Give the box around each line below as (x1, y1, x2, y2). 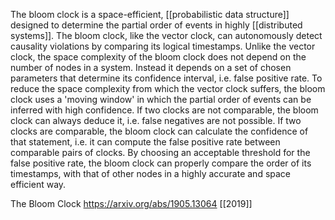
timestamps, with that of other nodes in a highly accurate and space (10, 168, 292, 179)
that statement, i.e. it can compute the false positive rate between (10, 136, 281, 148)
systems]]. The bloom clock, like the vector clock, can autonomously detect (10, 30, 323, 41)
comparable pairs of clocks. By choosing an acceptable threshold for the (10, 147, 311, 158)
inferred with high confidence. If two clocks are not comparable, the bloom (10, 104, 319, 116)
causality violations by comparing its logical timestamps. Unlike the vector (10, 40, 316, 52)
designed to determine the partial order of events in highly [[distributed (10, 19, 303, 31)
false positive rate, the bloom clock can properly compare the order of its (10, 157, 312, 169)
